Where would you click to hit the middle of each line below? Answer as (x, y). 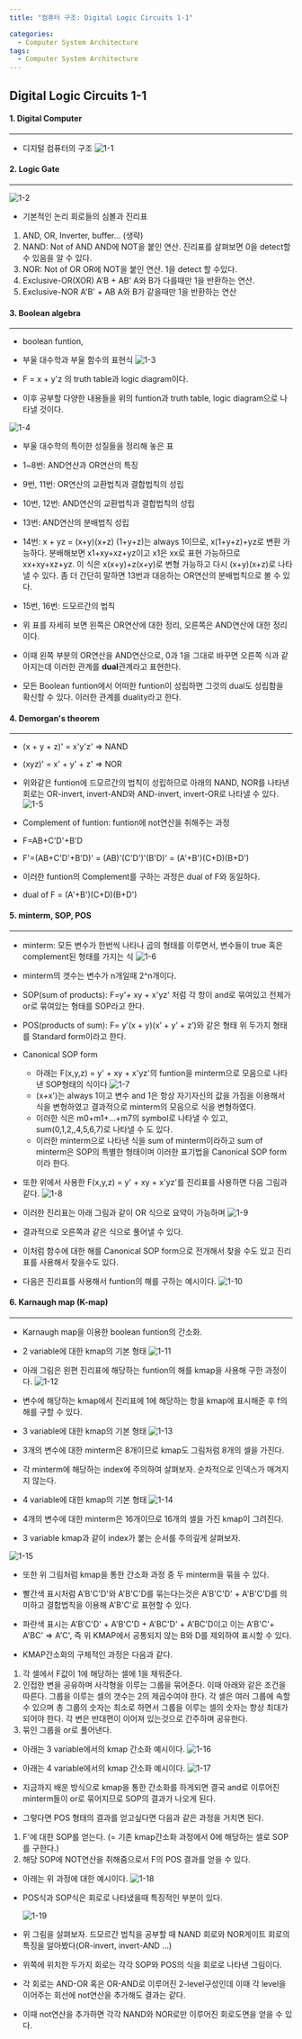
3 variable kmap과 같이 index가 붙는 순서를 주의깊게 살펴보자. (131, 1537)
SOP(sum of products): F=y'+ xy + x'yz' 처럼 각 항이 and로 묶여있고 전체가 (156, 994)
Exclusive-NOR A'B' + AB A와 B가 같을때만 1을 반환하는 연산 (129, 291)
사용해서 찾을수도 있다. (79, 1262)
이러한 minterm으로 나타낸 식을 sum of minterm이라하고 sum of (149, 1140)
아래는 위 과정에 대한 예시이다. (75, 1878)
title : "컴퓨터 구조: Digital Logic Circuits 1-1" (101, 18)
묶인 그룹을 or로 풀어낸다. (67, 1729)
